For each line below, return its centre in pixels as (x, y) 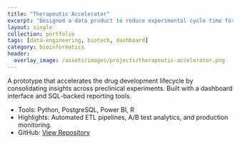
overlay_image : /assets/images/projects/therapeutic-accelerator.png (119, 61)
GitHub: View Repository (54, 132)
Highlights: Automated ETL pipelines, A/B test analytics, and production (123, 117)
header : (19, 54)
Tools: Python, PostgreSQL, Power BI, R (76, 109)
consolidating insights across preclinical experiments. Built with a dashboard (120, 88)
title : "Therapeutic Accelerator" (59, 14)
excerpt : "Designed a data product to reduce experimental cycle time (115, 21)
